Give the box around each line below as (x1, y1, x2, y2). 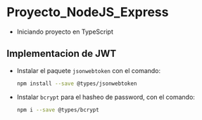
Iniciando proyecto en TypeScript (16, 27, 113, 36)
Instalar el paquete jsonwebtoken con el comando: (16, 66, 161, 74)
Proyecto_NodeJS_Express (6, 4, 169, 20)
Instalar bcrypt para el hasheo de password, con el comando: (16, 93, 195, 101)
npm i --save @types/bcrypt (16, 106, 99, 113)
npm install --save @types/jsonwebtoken (16, 80, 137, 87)
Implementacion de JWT (6, 48, 117, 60)
